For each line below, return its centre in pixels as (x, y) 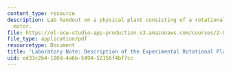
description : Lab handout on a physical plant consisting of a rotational (117, 20)
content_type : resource (41, 13)
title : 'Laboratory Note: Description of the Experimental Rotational (110, 52)
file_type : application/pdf (47, 39)
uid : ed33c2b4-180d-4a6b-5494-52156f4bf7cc (70, 58)
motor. (23, 26)
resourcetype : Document (41, 45)
